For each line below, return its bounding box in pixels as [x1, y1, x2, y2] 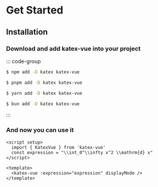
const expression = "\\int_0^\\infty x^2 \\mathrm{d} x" [11, 149, 153, 155]
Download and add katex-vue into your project [6, 45, 141, 53]
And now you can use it [6, 126, 74, 134]
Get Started [6, 4, 63, 17]
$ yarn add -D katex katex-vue [6, 90, 83, 96]
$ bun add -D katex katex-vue [6, 101, 80, 107]
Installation [6, 27, 48, 37]
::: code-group [6, 57, 41, 64]
